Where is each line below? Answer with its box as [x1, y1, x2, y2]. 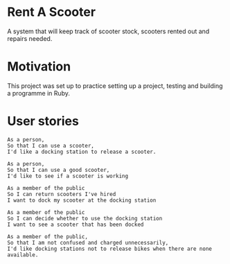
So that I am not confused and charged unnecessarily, [7, 239, 169, 246]
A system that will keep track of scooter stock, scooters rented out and [7, 27, 210, 35]
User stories [7, 114, 80, 129]
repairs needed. [7, 34, 53, 42]
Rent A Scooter [7, 4, 96, 20]
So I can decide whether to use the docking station [7, 215, 163, 222]
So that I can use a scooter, [7, 142, 95, 149]
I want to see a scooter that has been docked [7, 221, 144, 228]
